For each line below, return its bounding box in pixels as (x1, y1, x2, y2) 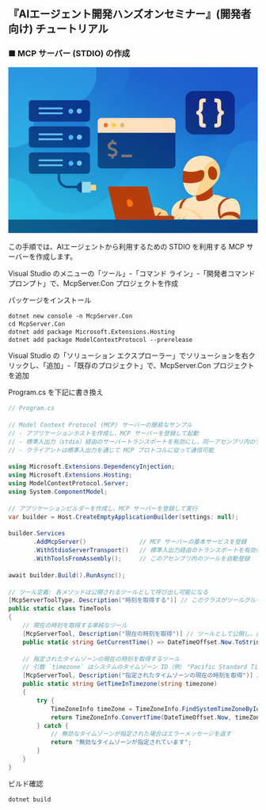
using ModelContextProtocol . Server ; (8, 480, 129, 488)
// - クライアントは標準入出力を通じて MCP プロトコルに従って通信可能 (8, 446, 215, 454)
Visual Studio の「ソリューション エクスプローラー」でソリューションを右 (8, 351, 249, 360)
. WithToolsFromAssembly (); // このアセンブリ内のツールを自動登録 (32, 555, 250, 563)
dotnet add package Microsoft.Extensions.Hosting (8, 328, 176, 337)
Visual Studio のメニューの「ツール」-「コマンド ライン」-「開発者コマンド (8, 268, 256, 279)
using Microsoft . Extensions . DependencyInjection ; (8, 462, 176, 471)
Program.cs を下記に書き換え (8, 387, 104, 397)
